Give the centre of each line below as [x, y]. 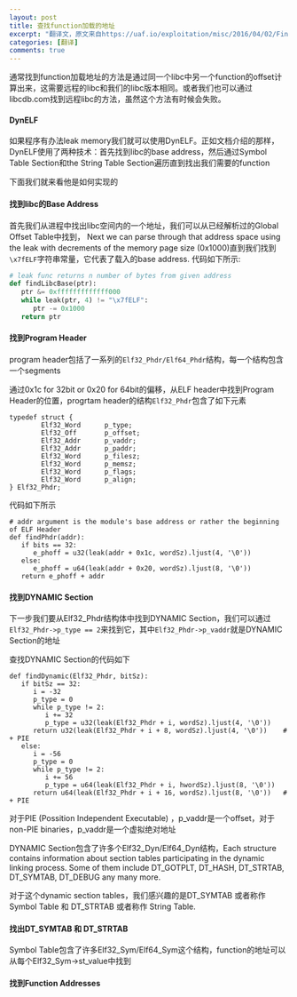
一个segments [35, 371]
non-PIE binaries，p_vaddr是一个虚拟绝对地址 [93, 830]
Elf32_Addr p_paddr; [89, 448]
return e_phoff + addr [63, 576]
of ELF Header [35, 530]
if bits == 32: [49, 545]
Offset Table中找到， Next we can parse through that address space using [145, 236]
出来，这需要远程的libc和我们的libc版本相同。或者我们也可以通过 [134, 88]
